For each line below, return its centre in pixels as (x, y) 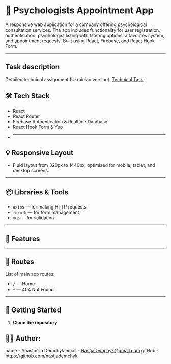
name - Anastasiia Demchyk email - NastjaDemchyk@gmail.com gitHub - (82, 351)
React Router (26, 116)
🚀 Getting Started (33, 310)
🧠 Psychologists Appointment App (79, 10)
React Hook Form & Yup (38, 127)
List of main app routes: (30, 274)
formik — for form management (46, 212)
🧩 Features (23, 238)
